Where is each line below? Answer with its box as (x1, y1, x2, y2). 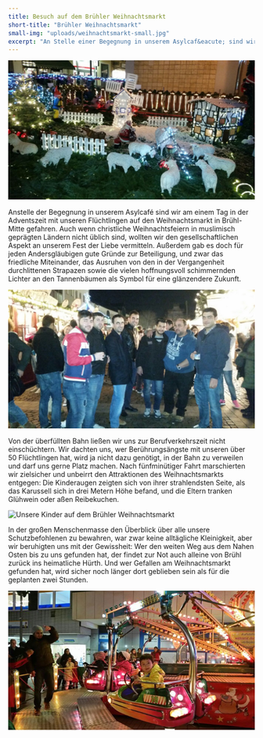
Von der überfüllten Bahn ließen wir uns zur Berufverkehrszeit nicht (8, 436, 225, 446)
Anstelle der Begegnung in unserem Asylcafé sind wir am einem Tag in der (8, 207, 249, 216)
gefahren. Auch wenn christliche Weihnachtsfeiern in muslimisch (26, 224, 236, 233)
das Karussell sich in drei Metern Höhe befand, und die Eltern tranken (8, 486, 232, 496)
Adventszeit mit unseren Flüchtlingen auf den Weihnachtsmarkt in (8, 216, 221, 225)
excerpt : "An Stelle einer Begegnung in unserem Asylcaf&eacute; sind (8, 38, 243, 45)
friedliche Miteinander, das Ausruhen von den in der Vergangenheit (8, 257, 225, 267)
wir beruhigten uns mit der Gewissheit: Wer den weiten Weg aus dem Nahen (8, 542, 254, 551)
